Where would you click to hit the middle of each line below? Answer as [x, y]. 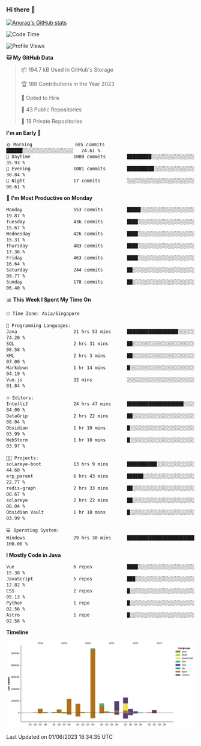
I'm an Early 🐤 [24, 133]
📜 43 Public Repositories [51, 110]
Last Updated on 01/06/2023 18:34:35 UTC [59, 737]
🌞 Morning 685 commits [55, 145]
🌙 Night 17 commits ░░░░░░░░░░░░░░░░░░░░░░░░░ [100, 181]
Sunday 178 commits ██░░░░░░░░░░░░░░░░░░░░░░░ [100, 282]
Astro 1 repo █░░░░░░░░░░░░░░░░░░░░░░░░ [100, 615]
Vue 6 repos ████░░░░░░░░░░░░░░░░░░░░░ [100, 567]
